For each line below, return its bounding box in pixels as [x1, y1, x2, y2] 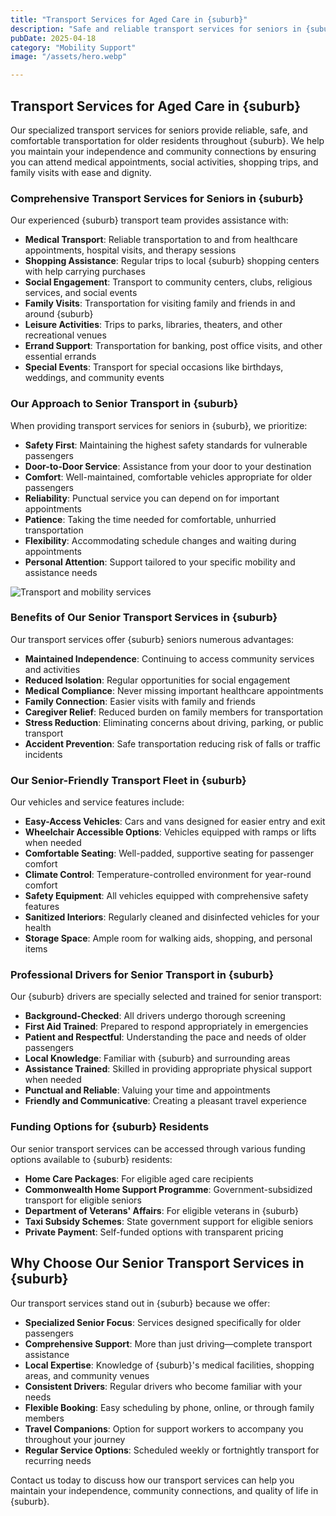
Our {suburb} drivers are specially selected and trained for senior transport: [10, 991, 322, 1003]
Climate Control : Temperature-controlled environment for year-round [24, 869, 312, 881]
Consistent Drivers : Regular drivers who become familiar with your [24, 1380, 303, 1392]
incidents [24, 748, 63, 760]
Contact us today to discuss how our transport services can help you [10, 1474, 295, 1486]
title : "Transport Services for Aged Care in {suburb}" [10, 14, 248, 25]
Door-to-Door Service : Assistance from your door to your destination [24, 460, 312, 472]
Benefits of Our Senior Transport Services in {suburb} [10, 611, 278, 625]
